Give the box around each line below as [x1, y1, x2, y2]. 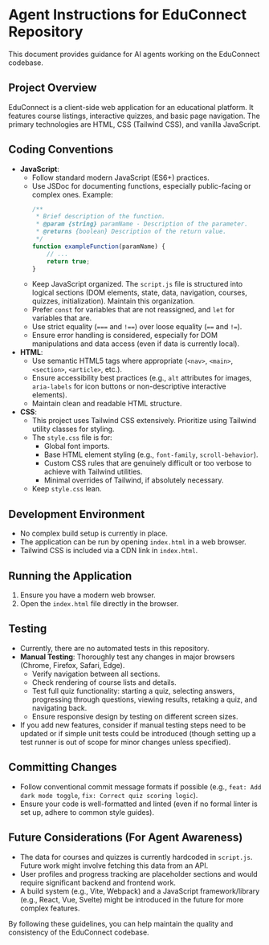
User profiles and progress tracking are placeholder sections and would [19, 869, 259, 878]
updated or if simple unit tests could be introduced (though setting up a [19, 728, 257, 738]
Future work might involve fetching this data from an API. [19, 861, 209, 870]
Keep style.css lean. [31, 484, 102, 494]
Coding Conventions [8, 143, 114, 157]
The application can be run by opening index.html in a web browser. [19, 537, 247, 547]
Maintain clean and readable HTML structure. [31, 399, 182, 409]
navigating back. [31, 703, 88, 712]
